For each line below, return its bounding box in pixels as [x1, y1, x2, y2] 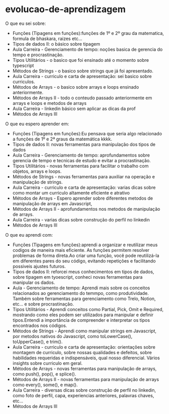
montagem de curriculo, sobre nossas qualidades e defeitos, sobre [12, 349, 152, 355]
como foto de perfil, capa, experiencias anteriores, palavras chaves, [12, 392, 154, 398]
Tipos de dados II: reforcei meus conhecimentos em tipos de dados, [12, 269, 154, 275]
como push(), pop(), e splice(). [12, 371, 77, 377]
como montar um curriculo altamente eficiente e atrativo [12, 190, 130, 196]
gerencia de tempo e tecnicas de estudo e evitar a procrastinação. [12, 157, 151, 163]
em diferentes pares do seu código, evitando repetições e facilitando [12, 257, 156, 264]
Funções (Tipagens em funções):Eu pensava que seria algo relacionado [12, 130, 162, 136]
